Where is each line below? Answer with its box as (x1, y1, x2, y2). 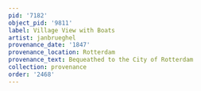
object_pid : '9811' (8, 19, 73, 27)
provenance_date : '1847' (8, 41, 91, 49)
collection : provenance (8, 63, 87, 71)
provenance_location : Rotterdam (8, 48, 115, 56)
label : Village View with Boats (8, 26, 115, 34)
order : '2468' (8, 70, 56, 78)
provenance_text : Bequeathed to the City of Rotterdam (8, 56, 194, 64)
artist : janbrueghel (8, 33, 77, 42)
